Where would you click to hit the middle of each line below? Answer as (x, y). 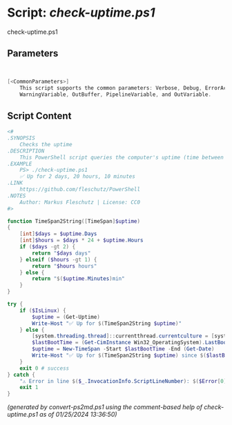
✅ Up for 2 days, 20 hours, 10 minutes (78, 177)
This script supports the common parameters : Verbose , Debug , (111, 88)
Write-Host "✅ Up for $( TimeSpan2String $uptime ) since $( (119, 356)
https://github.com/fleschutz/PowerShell (80, 190)
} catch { (21, 375)
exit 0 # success (45, 368)
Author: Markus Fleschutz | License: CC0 (80, 202)
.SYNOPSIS (21, 138)
